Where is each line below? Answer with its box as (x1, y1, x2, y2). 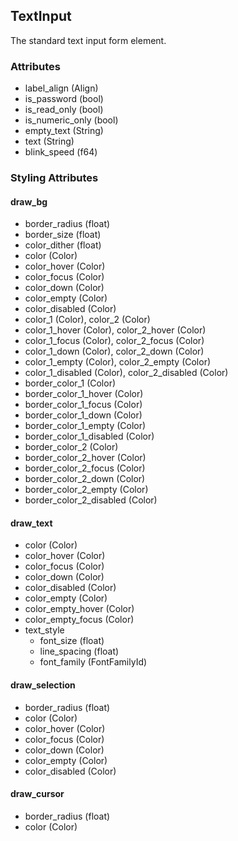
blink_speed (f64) (24, 146, 98, 158)
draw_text (10, 517, 53, 529)
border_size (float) (24, 229, 102, 241)
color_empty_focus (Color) (24, 614, 135, 626)
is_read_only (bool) (24, 104, 104, 116)
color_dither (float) (24, 239, 102, 251)
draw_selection (10, 679, 76, 691)
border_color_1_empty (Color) (24, 420, 147, 432)
